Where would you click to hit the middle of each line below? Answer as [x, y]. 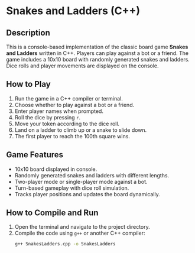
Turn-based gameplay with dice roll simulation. [72, 188]
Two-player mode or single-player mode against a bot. [81, 181]
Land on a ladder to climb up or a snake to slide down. [81, 130]
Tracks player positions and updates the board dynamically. [87, 194]
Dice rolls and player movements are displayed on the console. [82, 66]
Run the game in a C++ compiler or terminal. [69, 98]
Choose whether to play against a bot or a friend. [74, 105]
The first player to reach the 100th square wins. [72, 136]
